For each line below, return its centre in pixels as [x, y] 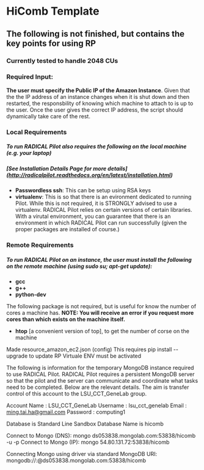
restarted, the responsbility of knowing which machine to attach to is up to [100, 103]
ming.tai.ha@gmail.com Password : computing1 [66, 412]
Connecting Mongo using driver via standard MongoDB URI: [82, 454]
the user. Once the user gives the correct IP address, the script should [95, 110]
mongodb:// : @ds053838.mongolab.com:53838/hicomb [76, 460]
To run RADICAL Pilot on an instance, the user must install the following [99, 259]
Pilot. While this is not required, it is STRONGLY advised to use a [96, 203]
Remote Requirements [40, 245]
